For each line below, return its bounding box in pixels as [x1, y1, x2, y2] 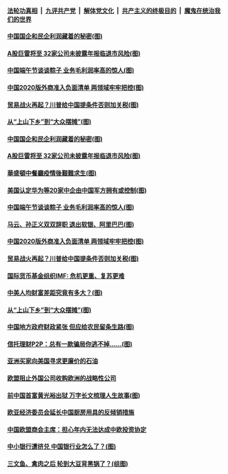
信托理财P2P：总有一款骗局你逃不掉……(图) [7, 339, 133, 348]
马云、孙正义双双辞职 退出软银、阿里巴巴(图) [7, 220, 135, 228]
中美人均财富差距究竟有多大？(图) [7, 289, 103, 297]
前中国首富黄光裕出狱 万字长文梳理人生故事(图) [7, 391, 140, 399]
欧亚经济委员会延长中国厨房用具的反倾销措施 [7, 408, 135, 417]
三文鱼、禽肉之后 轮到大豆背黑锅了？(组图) [7, 459, 129, 468]
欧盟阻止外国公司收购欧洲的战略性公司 [7, 374, 116, 383]
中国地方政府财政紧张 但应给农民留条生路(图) [7, 323, 135, 331]
